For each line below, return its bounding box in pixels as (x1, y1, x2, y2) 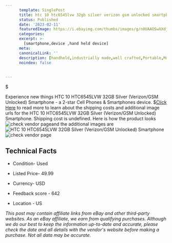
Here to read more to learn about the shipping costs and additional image (5, 105, 160, 110)
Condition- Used (12, 160, 48, 166)
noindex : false (18, 60, 52, 65)
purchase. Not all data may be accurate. (5, 232, 91, 238)
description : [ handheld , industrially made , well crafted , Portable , (18, 55, 164, 61)
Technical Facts (5, 147, 57, 156)
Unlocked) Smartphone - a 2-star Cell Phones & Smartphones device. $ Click (5, 99, 167, 105)
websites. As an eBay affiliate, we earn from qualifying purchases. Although (5, 215, 166, 221)
